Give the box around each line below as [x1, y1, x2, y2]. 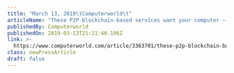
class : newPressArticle [7, 49, 77, 56]
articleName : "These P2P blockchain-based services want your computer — [7, 17, 226, 24]
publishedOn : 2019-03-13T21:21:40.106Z [7, 29, 123, 37]
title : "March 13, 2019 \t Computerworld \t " [7, 10, 132, 17]
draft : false [7, 56, 45, 63]
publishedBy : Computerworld [7, 23, 89, 30]
